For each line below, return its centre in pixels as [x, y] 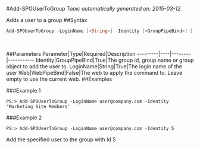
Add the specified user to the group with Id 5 [61, 140]
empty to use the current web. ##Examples [59, 79]
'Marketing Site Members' [38, 106]
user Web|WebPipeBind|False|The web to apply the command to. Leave [94, 72]
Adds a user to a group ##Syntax [47, 20]
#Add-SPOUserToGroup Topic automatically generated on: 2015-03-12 [93, 9]
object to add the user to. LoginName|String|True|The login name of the [94, 66]
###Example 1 [24, 90]
